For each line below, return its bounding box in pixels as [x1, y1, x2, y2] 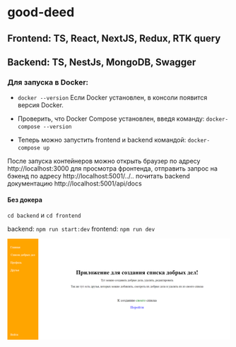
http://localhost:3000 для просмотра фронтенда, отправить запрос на [7, 164, 218, 173]
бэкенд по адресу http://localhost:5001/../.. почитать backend [7, 172, 191, 181]
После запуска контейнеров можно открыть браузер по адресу [7, 157, 201, 166]
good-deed [7, 4, 75, 20]
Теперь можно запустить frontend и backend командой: [17, 135, 187, 145]
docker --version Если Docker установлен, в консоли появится [17, 93, 208, 102]
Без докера [7, 195, 42, 204]
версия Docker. [17, 101, 64, 109]
